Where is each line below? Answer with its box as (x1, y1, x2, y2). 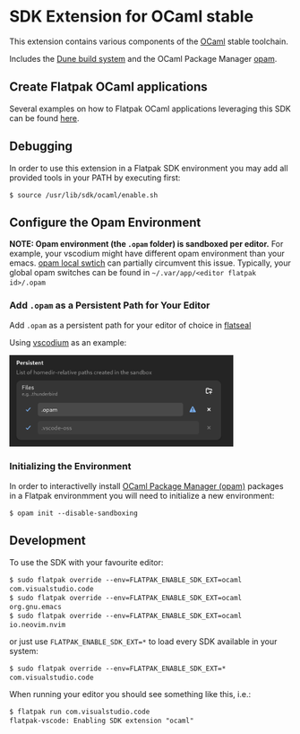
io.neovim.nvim (9, 620, 66, 629)
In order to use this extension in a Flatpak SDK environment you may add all (9, 162, 288, 173)
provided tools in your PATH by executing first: (9, 172, 181, 183)
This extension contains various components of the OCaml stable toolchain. (9, 36, 289, 47)
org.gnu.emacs (9, 602, 63, 611)
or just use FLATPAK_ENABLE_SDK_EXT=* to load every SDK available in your (9, 635, 278, 647)
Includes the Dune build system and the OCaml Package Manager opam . (9, 53, 278, 64)
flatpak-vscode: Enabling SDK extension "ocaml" (9, 716, 194, 725)
